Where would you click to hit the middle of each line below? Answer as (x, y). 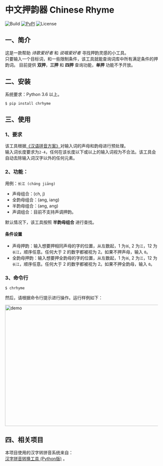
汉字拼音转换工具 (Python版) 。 (36, 458)
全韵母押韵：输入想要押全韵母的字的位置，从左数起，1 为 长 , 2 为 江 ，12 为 (85, 258)
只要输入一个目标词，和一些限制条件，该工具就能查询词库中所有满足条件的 (79, 59)
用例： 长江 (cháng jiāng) (30, 183)
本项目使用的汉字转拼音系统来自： (39, 452)
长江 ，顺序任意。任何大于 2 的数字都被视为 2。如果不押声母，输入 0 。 (81, 252)
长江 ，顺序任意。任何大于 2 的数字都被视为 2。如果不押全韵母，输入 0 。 (83, 264)
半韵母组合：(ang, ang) (35, 206)
